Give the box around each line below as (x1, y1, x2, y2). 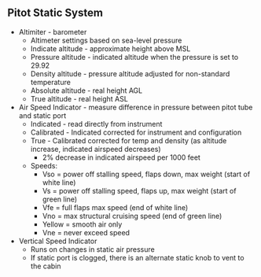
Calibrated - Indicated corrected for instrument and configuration (30, 127, 242, 137)
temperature (30, 77, 72, 87)
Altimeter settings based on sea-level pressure (30, 35, 182, 45)
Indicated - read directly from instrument (30, 119, 163, 128)
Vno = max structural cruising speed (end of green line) (42, 211, 222, 220)
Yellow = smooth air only (42, 220, 123, 229)
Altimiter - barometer (18, 27, 87, 36)
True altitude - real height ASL (30, 94, 129, 103)
